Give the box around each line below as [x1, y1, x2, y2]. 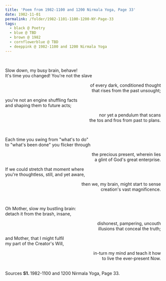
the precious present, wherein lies [91, 151, 161, 157]
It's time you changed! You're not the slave [5, 72, 92, 78]
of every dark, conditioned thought [90, 82, 161, 88]
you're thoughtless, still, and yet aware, [5, 171, 85, 177]
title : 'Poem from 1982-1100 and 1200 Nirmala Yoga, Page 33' [5, 7, 136, 12]
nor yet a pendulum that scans [99, 112, 161, 118]
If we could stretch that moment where [5, 166, 84, 172]
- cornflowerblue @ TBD [9, 40, 58, 45]
